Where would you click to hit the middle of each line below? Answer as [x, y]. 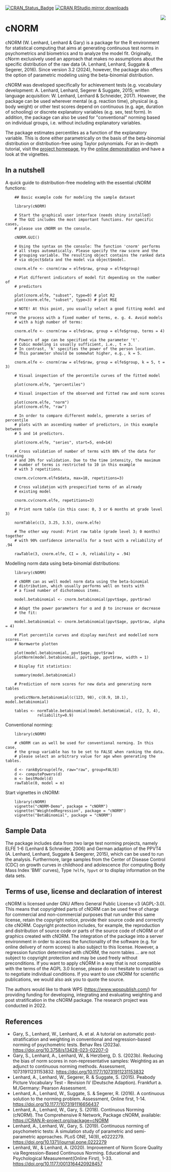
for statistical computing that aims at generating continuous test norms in [82, 48]
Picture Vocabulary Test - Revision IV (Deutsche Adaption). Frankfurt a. [87, 1083]
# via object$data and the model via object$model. [70, 260]
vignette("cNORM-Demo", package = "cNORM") [61, 806]
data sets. [16, 876]
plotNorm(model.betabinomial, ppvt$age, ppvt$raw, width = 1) [82, 657]
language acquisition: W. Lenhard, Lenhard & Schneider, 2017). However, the [85, 96]
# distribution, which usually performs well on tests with [79, 586]
